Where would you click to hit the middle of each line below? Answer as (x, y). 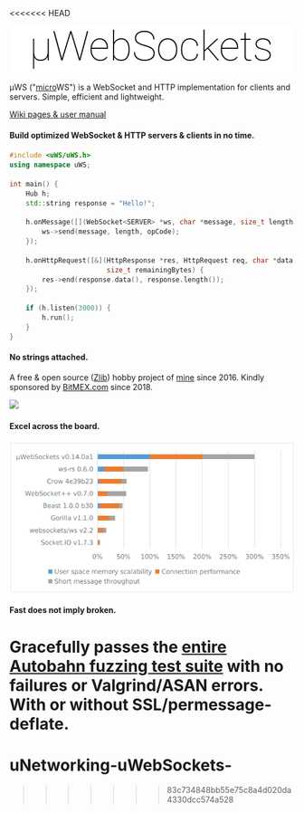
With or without (69, 704)
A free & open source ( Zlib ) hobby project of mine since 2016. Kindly (137, 377)
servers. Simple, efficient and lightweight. (87, 96)
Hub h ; (38, 194)
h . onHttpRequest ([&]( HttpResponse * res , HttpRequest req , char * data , (161, 260)
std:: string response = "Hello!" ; (90, 203)
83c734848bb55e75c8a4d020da (229, 790)
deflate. (39, 724)
